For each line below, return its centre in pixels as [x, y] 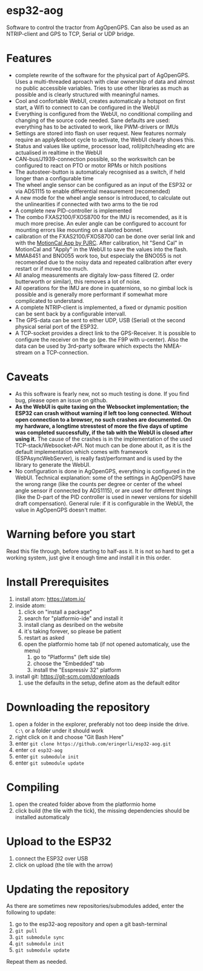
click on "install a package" [58, 612]
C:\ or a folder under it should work [59, 730]
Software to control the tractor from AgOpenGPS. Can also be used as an [98, 27]
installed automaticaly [42, 817]
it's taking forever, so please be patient [73, 631]
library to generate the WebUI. [53, 464]
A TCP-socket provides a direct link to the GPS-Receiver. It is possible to [105, 333]
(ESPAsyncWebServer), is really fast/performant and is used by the [99, 458]
